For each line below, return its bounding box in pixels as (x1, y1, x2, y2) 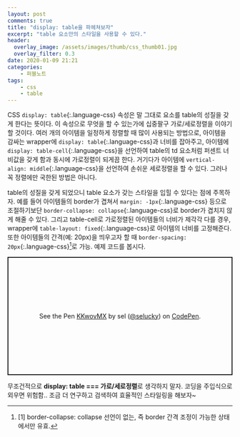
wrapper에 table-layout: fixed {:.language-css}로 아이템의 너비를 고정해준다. (7, 224, 232, 233)
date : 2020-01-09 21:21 (7, 57, 79, 64)
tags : (7, 76, 24, 84)
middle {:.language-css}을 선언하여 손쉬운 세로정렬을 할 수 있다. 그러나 (29, 164, 228, 173)
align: (7, 166, 27, 173)
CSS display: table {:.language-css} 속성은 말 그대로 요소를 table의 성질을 (7, 111, 222, 119)
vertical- (186, 156, 216, 164)
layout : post (7, 10, 46, 18)
